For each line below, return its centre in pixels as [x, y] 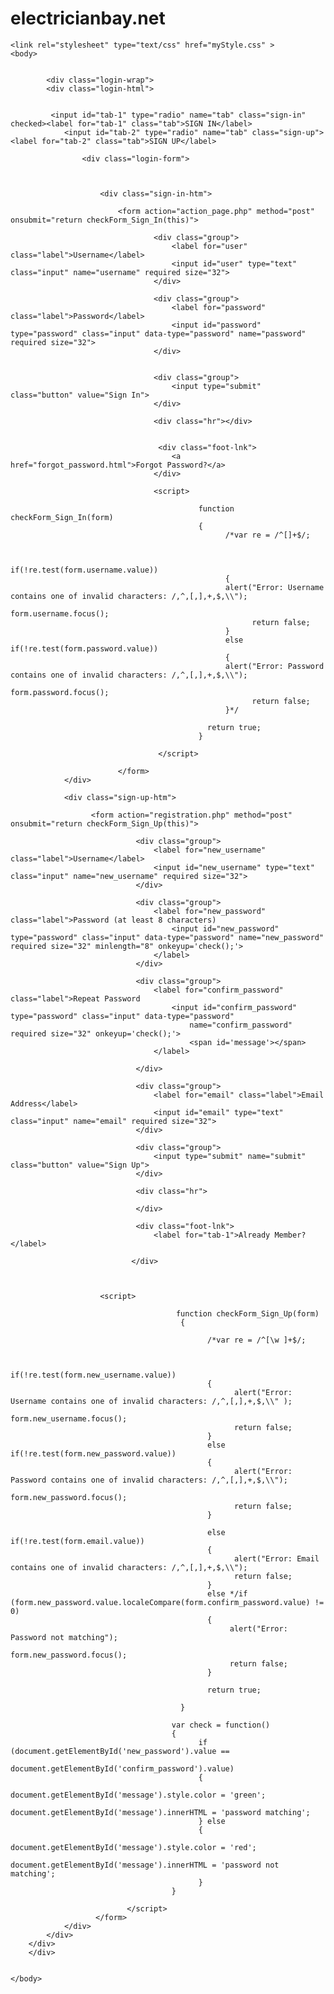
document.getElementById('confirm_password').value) [122, 1768]
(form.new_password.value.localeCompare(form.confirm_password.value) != [167, 1602]
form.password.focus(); [60, 692]
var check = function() [221, 1725]
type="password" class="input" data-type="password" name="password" [158, 333]
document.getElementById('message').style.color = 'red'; [133, 1847]
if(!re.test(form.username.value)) [84, 570]
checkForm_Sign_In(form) [62, 517]
